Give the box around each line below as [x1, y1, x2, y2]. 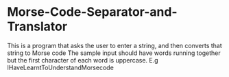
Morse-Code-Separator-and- [7, 4, 178, 20]
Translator [7, 19, 67, 34]
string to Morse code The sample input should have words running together [7, 49, 221, 57]
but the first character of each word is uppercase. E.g [7, 56, 159, 64]
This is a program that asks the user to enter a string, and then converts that [7, 41, 223, 49]
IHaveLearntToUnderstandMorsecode [7, 63, 114, 71]
